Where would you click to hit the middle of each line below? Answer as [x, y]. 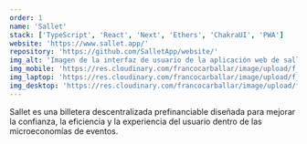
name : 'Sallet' [38, 26]
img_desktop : [34, 86]
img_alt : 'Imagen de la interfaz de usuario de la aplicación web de [145, 60]
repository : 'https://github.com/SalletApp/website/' [114, 52]
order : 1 [26, 18]
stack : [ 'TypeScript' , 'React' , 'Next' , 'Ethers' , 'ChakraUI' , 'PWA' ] [147, 35]
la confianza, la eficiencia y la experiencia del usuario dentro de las [136, 121]
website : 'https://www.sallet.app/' [79, 43]
